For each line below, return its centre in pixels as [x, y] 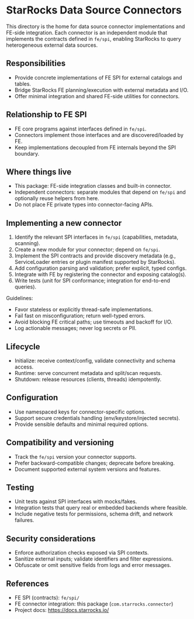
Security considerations [51, 539]
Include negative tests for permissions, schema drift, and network [94, 514]
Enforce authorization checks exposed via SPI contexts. [82, 553]
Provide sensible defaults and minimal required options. [82, 424]
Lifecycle [23, 347]
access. [24, 367]
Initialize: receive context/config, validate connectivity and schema [95, 361]
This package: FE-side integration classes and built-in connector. [93, 186]
